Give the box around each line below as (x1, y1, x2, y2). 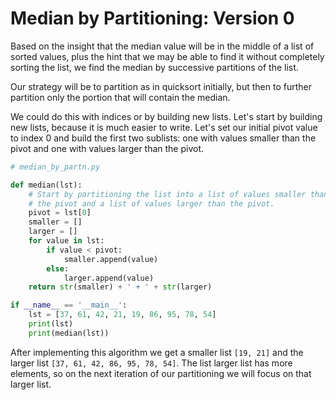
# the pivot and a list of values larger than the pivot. (28, 198, 275, 209)
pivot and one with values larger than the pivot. (10, 142, 205, 154)
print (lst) (28, 319, 74, 329)
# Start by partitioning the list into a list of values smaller (28, 189, 307, 199)
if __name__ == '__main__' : (10, 300, 128, 311)
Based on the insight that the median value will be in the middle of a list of (10, 40, 315, 52)
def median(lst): (10, 180, 83, 190)
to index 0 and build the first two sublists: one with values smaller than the (10, 132, 317, 144)
